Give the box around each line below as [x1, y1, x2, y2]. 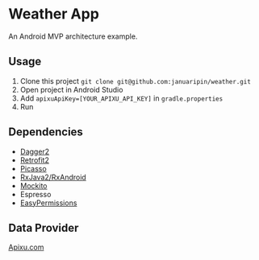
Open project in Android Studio [19, 85, 123, 94]
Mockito [19, 180, 48, 190]
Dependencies [8, 126, 83, 139]
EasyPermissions [19, 198, 77, 208]
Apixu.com [8, 242, 44, 252]
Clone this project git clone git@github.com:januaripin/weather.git [19, 76, 252, 85]
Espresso [19, 189, 52, 199]
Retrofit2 [19, 155, 50, 165]
